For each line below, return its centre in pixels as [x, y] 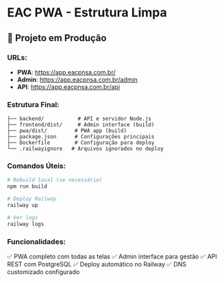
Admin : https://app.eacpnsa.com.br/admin [77, 79]
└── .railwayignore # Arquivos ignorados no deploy [86, 149]
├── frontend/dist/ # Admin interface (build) [81, 125]
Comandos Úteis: [37, 166]
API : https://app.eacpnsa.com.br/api [69, 86]
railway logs [26, 224]
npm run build [27, 186]
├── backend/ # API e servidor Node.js [79, 119]
